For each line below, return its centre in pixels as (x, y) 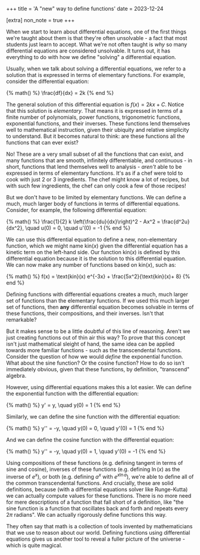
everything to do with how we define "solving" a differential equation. (91, 57)
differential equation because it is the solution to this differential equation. (96, 258)
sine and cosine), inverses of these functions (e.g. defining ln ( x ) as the (93, 469)
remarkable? (21, 320)
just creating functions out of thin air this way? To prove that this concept (96, 337)
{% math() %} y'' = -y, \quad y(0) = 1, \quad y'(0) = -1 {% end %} (86, 451)
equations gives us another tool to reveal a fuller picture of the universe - (96, 539)
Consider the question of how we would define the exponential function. (95, 357)
